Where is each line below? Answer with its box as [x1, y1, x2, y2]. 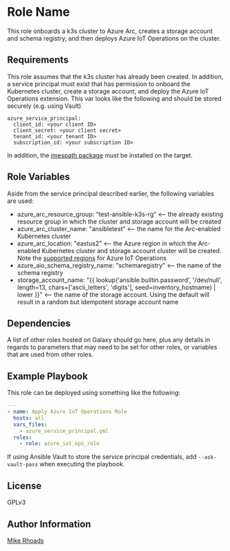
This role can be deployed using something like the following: [7, 389, 181, 397]
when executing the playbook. [39, 460, 125, 468]
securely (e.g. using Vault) [7, 101, 82, 110]
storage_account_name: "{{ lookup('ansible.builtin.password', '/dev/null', [16, 276, 222, 284]
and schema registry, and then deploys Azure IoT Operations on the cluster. [7, 34, 221, 42]
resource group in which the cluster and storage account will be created [16, 217, 222, 226]
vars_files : [13, 421, 48, 428]
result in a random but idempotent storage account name [16, 297, 179, 306]
